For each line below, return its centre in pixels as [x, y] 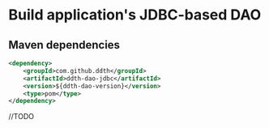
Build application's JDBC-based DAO [135, 15]
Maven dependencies [64, 45]
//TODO [21, 117]
